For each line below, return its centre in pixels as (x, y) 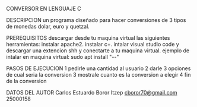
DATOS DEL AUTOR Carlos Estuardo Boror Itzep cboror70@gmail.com (92, 92)
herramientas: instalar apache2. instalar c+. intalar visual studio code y (93, 44)
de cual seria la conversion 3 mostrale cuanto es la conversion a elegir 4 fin (99, 75)
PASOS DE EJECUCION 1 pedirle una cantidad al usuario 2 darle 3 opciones (99, 68)
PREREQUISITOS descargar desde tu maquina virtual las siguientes (88, 38)
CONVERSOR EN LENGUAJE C (44, 9)
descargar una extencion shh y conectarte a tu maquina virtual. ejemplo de (98, 51)
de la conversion (26, 81)
